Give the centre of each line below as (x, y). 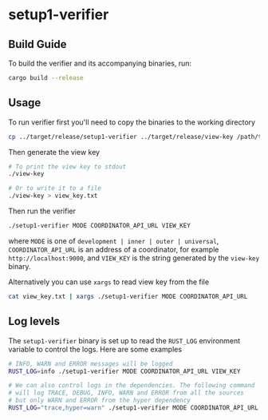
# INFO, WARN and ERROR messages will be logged (91, 364)
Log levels (34, 321)
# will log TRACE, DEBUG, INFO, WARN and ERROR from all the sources (126, 393)
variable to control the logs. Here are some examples (95, 349)
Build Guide (37, 44)
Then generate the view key (54, 152)
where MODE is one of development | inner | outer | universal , (114, 240)
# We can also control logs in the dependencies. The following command (132, 386)
